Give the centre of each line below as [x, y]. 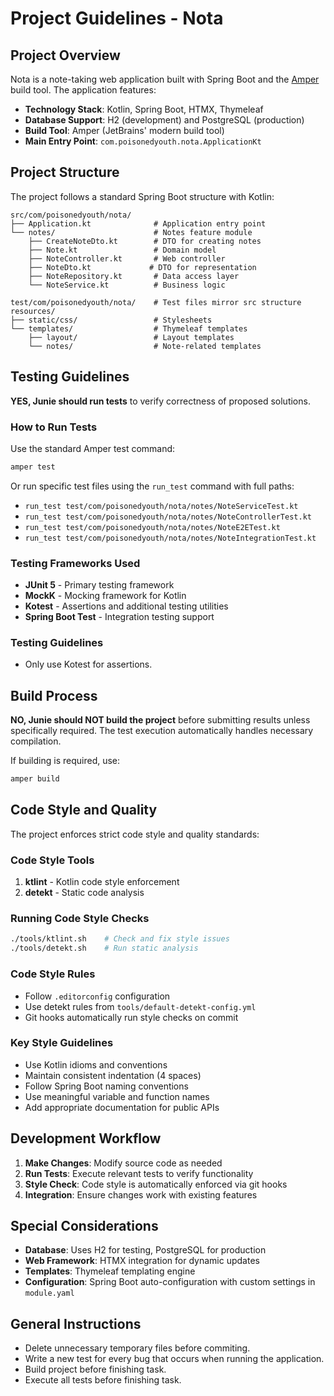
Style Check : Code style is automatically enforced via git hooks [156, 1184]
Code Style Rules [53, 974]
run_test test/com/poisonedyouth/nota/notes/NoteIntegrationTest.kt [170, 538]
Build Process [54, 695]
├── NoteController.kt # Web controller [127, 258]
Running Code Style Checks [80, 919]
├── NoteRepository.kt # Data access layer [134, 276]
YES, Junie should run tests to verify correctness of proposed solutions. [160, 401]
